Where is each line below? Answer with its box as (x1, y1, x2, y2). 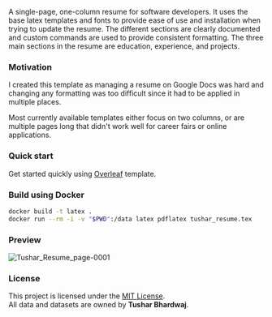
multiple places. (8, 97, 62, 107)
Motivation (8, 61, 53, 72)
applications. (8, 130, 51, 140)
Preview (8, 234, 41, 246)
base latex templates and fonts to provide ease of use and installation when (8, 15, 261, 25)
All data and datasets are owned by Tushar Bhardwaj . (8, 300, 189, 310)
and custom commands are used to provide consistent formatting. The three (8, 32, 264, 42)
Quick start (8, 150, 54, 161)
